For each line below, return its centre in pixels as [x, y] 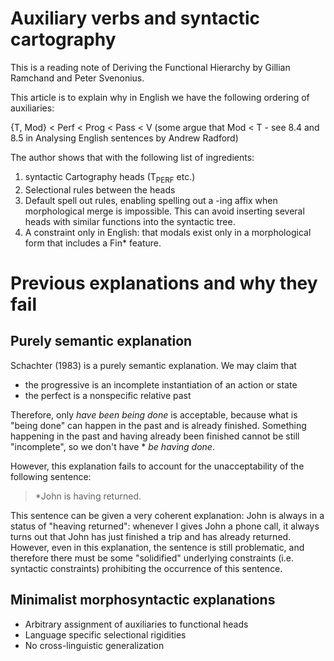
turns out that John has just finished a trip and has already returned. [151, 536]
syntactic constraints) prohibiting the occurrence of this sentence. [146, 568]
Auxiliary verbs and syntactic [135, 18]
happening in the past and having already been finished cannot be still [155, 436]
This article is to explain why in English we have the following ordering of [160, 97]
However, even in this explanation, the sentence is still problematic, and [157, 547]
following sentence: [51, 476]
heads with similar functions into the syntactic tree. [130, 221]
